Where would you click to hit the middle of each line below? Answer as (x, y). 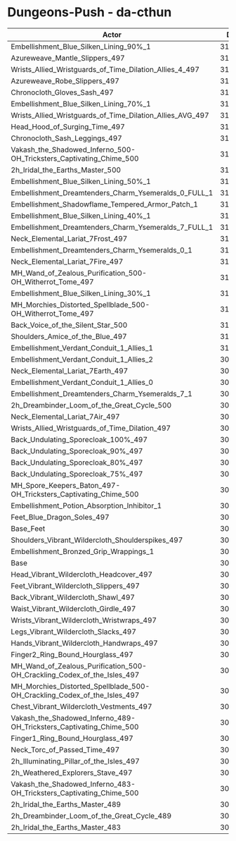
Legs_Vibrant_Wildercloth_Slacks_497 (74, 632)
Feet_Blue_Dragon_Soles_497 (60, 517)
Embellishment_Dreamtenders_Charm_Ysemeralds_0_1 (102, 250)
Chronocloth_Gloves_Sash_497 (62, 92)
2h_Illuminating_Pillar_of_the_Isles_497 (76, 761)
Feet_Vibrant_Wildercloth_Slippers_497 (76, 586)
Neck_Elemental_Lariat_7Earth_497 (70, 371)
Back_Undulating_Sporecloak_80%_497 (77, 462)
